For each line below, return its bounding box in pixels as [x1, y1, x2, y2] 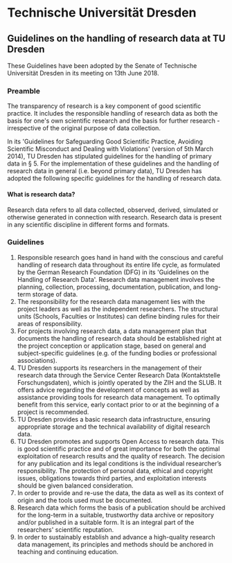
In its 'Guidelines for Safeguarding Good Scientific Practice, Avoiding [7, 137, 203, 146]
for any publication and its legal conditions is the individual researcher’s [17, 459, 222, 467]
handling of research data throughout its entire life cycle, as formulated [17, 260, 220, 269]
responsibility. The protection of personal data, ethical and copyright [17, 466, 213, 475]
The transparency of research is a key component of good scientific [7, 102, 202, 110]
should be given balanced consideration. [17, 481, 134, 490]
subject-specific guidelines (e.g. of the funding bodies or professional [17, 348, 217, 357]
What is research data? [7, 190, 75, 198]
